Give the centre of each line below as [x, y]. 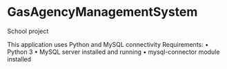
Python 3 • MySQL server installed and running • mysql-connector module [113, 52]
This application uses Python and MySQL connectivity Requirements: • [108, 44]
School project [28, 31]
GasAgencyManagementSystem [102, 12]
